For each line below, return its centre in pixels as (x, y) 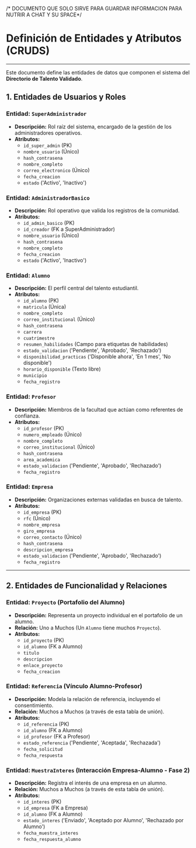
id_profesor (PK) (43, 428)
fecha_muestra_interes (51, 833)
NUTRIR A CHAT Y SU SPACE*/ (44, 15)
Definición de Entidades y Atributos (94, 38)
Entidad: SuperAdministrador (46, 114)
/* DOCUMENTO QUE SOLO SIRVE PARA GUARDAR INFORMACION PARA (94, 8)
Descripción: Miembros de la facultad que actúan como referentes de (99, 409)
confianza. (27, 416)
